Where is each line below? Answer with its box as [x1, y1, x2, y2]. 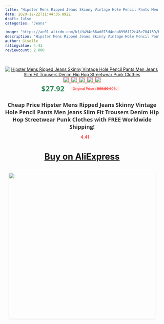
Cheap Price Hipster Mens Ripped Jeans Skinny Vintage [7, 101, 157, 109]
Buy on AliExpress [44, 151, 120, 162]
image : [5, 30, 19, 35]
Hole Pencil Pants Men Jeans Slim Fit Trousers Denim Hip [5, 108, 159, 116]
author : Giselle [5, 39, 38, 44]
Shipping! [69, 122, 95, 131]
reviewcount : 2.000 [5, 47, 45, 53]
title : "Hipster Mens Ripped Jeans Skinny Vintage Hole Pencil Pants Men [5, 7, 159, 12]
